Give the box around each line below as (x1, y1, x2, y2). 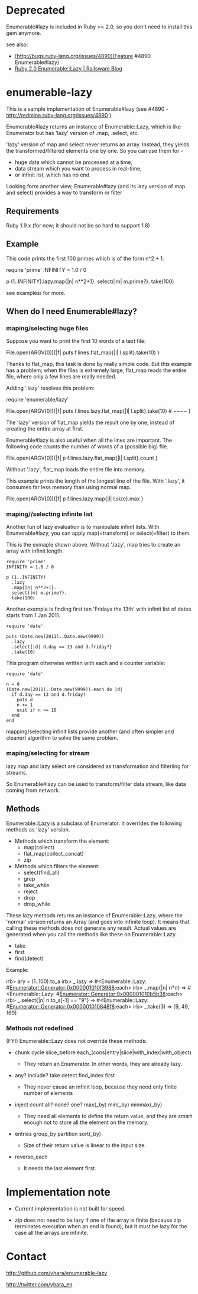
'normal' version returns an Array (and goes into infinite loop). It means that (6, 918, 190, 925)
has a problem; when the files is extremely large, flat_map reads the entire (6, 367, 187, 374)
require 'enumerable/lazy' (6, 396, 69, 403)
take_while (23, 881, 50, 888)
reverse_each (14, 1153, 48, 1160)
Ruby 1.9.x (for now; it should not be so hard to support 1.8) (6, 221, 151, 229)
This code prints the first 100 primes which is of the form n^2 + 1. (6, 255, 164, 262)
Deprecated (6, 4, 66, 17)
